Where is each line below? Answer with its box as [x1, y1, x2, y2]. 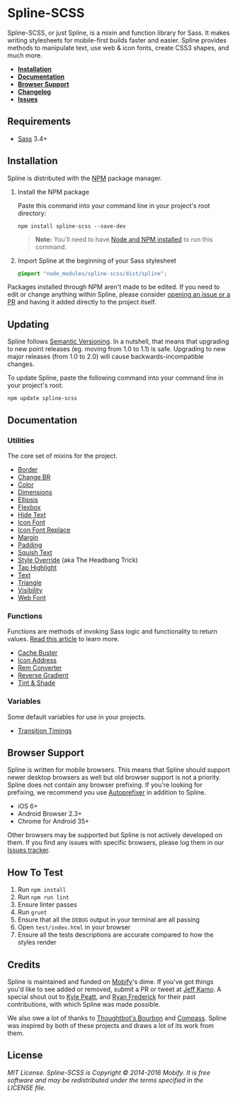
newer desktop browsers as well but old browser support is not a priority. [7, 773, 221, 782]
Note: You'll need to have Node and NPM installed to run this [35, 235, 213, 243]
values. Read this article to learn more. [7, 635, 120, 644]
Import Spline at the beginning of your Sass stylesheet [17, 256, 177, 265]
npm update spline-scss [7, 395, 78, 402]
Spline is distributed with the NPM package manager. [7, 174, 163, 182]
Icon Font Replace [17, 525, 71, 534]
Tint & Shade [17, 679, 55, 687]
